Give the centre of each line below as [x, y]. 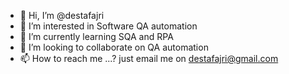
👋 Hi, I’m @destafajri [62, 15]
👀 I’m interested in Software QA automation [108, 26]
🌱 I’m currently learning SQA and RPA [96, 36]
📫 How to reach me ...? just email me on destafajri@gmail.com [149, 58]
